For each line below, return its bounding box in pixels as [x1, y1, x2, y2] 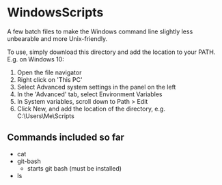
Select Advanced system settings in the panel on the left [16, 83, 176, 91]
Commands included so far [7, 132, 125, 143]
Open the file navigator [16, 68, 82, 76]
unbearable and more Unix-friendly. [7, 34, 108, 42]
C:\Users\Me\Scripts [16, 111, 75, 120]
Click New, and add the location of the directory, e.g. [16, 104, 166, 113]
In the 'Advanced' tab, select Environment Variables [16, 90, 163, 98]
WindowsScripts [7, 5, 104, 20]
